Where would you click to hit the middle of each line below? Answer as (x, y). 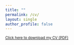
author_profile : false (29, 24)
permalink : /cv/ (22, 15)
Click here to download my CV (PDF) (37, 38)
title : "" (16, 10)
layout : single (21, 19)
